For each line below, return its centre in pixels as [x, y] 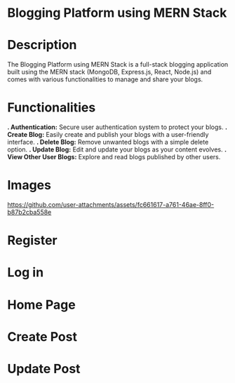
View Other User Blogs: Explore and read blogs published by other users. [114, 157]
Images [29, 186]
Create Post [42, 336]
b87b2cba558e [29, 212]
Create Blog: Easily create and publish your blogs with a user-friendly [108, 135]
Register [32, 241]
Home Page [41, 305]
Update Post [44, 369]
